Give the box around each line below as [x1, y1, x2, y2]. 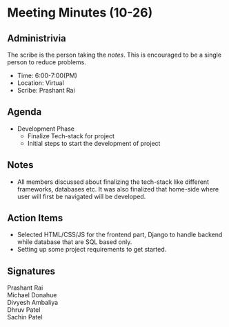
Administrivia [7, 32, 67, 44]
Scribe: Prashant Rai [17, 86, 75, 94]
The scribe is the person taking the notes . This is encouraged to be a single [7, 50, 222, 59]
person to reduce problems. [7, 58, 86, 66]
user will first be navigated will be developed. [17, 192, 146, 200]
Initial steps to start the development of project [27, 139, 161, 147]
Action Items [7, 212, 63, 224]
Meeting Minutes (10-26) [7, 5, 153, 21]
